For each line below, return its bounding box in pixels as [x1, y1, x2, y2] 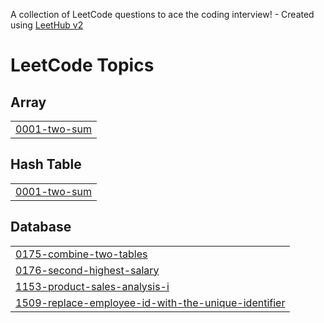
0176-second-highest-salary [15, 263, 160, 277]
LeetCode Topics [10, 54, 155, 77]
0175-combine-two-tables [15, 247, 148, 261]
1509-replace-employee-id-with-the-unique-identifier [15, 295, 286, 309]
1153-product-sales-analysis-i [15, 279, 170, 293]
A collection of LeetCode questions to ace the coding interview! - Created [10, 9, 315, 20]
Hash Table [10, 156, 82, 173]
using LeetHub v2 [10, 19, 84, 31]
